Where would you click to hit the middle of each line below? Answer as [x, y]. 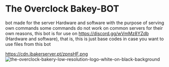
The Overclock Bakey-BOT [62, 9]
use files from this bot [28, 44]
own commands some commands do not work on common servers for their [84, 28]
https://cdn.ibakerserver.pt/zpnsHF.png [47, 54]
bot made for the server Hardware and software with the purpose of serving [85, 23]
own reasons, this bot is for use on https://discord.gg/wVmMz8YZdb [77, 33]
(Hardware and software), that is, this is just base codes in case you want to [84, 39]
